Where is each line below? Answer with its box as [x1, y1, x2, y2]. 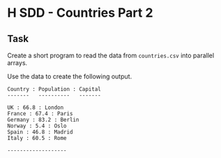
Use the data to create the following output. [7, 72, 132, 80]
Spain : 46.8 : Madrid [7, 129, 73, 136]
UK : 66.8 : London [7, 104, 64, 111]
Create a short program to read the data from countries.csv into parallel [7, 51, 215, 59]
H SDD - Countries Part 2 [7, 5, 153, 21]
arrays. [7, 59, 28, 67]
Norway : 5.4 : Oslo [7, 122, 68, 129]
